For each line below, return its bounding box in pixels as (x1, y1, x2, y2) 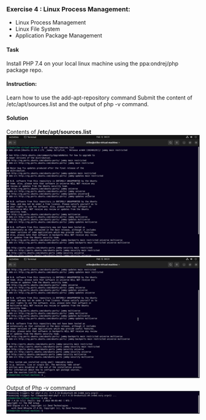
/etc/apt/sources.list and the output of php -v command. (6, 100, 149, 107)
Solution (6, 114, 29, 122)
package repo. (6, 66, 43, 74)
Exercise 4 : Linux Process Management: (6, 5, 131, 14)
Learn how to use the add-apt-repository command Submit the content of (6, 94, 193, 101)
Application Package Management (15, 32, 102, 39)
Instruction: (6, 80, 37, 88)
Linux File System (15, 25, 60, 33)
